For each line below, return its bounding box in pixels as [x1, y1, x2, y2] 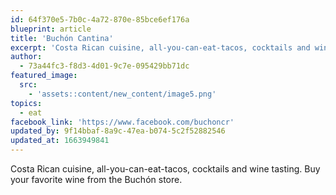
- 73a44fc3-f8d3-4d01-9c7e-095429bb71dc [19, 61, 190, 71]
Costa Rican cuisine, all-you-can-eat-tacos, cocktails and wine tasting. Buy [10, 163, 321, 175]
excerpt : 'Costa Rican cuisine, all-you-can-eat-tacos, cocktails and [10, 42, 311, 53]
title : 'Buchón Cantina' [10, 33, 114, 43]
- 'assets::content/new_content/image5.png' [28, 89, 217, 99]
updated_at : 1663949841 [10, 136, 110, 146]
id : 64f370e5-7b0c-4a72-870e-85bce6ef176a [10, 14, 190, 25]
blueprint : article [10, 24, 92, 34]
